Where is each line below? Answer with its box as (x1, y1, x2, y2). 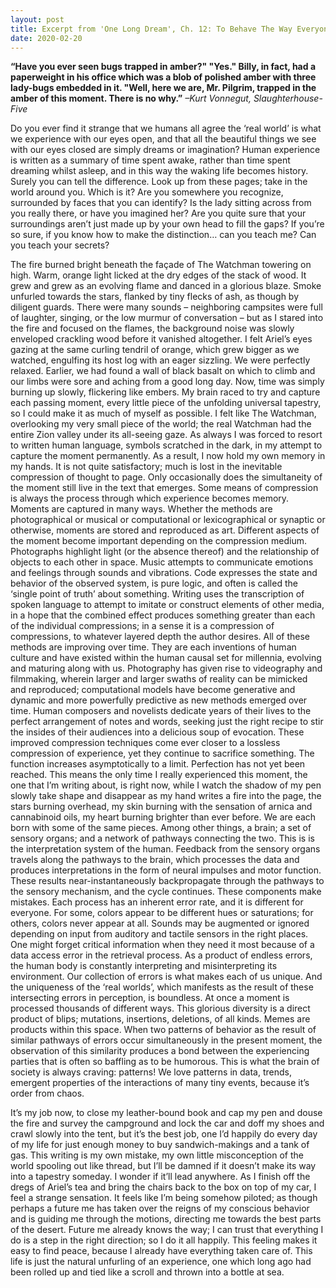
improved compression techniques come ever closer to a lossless (10, 737, 281, 749)
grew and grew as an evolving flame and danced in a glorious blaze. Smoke (10, 280, 322, 292)
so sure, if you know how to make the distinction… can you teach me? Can (10, 229, 317, 241)
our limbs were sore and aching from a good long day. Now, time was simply (10, 376, 325, 388)
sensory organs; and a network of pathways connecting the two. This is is (10, 832, 315, 845)
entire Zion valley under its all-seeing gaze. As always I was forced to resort (10, 429, 323, 441)
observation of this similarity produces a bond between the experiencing (10, 1045, 310, 1057)
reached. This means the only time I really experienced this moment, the (10, 769, 308, 781)
